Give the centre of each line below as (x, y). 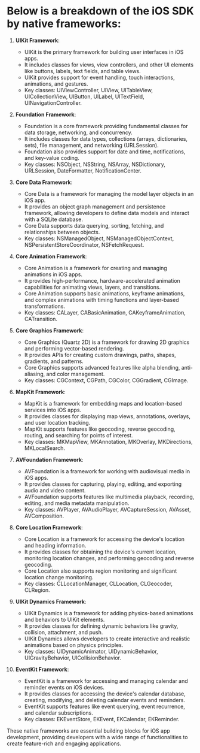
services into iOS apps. (53, 410)
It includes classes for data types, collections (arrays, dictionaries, (106, 138)
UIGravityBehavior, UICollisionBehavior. (73, 658)
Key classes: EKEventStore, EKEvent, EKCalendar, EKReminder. (102, 719)
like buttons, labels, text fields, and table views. (82, 71)
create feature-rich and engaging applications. (64, 743)
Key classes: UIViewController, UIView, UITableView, (88, 90)
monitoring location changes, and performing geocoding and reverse (109, 558)
